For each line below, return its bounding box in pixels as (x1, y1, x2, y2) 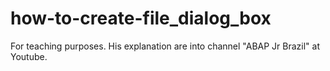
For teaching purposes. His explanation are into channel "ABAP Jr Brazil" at (10, 40, 321, 52)
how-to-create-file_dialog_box (10, 7, 272, 30)
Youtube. (10, 50, 48, 62)
